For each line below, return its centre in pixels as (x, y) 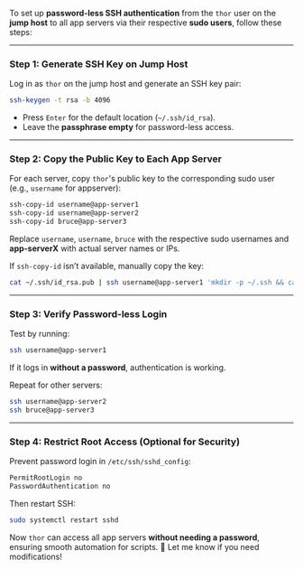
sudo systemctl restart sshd (64, 520)
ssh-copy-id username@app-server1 (74, 205)
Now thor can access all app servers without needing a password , (134, 537)
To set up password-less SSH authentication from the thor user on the (143, 13)
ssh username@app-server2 (58, 402)
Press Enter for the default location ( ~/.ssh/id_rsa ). (119, 117)
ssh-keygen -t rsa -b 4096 (60, 100)
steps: (21, 32)
